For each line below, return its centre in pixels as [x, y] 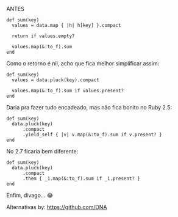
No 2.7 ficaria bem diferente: [42, 151]
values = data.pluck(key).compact [55, 80]
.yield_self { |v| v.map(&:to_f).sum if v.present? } [92, 134]
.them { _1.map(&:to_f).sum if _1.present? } [81, 178]
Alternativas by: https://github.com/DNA [57, 207]
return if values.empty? [43, 36]
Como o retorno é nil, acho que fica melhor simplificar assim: [83, 63]
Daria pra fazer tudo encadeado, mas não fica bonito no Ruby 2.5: [89, 107]
